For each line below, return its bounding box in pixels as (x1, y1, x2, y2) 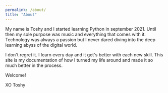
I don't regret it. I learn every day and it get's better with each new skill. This (5, 51, 163, 58)
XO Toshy (5, 81, 26, 88)
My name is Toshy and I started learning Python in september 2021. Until (5, 26, 156, 32)
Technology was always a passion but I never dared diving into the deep (5, 36, 155, 43)
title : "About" (5, 12, 37, 17)
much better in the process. (5, 62, 63, 68)
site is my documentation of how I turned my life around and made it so (5, 57, 153, 63)
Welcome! (5, 72, 26, 78)
